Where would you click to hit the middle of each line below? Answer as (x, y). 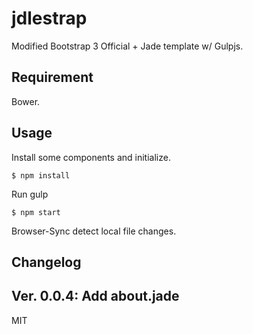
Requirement (52, 77)
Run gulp (30, 194)
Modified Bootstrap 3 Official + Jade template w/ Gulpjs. (127, 46)
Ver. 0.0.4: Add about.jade (95, 296)
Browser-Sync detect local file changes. (94, 231)
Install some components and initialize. (91, 157)
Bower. (26, 101)
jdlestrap (49, 18)
